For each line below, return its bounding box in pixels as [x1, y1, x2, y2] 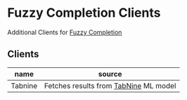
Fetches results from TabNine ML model [44, 80, 176, 90]
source [98, 69, 122, 78]
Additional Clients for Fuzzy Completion [7, 28, 122, 36]
